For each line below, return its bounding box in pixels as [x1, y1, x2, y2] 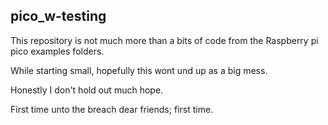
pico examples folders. [10, 45, 105, 57]
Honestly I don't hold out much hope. [10, 84, 164, 96]
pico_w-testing [10, 8, 107, 25]
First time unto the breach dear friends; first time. [10, 103, 214, 115]
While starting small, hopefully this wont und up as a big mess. [10, 64, 268, 76]
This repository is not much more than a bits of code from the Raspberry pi [10, 34, 319, 46]
